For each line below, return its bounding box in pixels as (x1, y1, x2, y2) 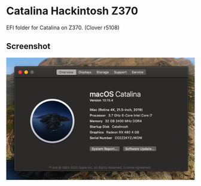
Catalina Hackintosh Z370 (6, 4, 139, 18)
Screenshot (6, 41, 51, 51)
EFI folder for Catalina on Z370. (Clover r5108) (6, 24, 120, 31)
